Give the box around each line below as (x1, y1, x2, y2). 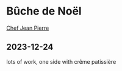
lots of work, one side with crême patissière (6, 58, 117, 65)
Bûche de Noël (6, 4, 82, 18)
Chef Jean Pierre (6, 24, 49, 32)
